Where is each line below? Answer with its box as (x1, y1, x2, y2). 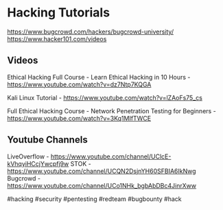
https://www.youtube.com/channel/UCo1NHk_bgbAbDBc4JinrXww (7, 181, 197, 189)
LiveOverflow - (7, 152, 49, 161)
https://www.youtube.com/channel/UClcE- (50, 152, 172, 161)
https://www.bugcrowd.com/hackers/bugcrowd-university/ (7, 27, 174, 36)
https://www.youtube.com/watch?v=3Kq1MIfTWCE (7, 114, 152, 122)
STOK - (70, 159, 91, 167)
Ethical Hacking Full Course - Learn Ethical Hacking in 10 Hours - (7, 73, 191, 81)
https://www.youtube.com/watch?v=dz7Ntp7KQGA (7, 80, 152, 89)
